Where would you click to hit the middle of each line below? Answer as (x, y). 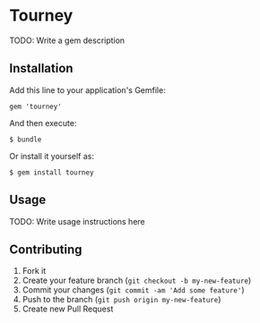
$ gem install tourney (52, 172)
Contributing (46, 249)
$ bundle (26, 140)
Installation (41, 68)
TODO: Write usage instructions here (77, 221)
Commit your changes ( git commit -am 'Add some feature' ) (133, 290)
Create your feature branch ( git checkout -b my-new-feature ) (137, 280)
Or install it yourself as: (52, 156)
